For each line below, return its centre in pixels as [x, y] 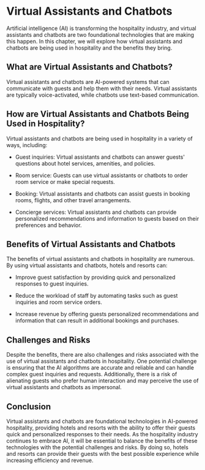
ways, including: [27, 145]
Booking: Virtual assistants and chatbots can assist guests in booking [102, 194]
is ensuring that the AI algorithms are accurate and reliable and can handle [100, 368]
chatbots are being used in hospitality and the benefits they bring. [89, 48]
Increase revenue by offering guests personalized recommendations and [107, 314]
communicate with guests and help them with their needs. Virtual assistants [102, 88]
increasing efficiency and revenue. [50, 460]
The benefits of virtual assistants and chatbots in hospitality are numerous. [100, 259]
